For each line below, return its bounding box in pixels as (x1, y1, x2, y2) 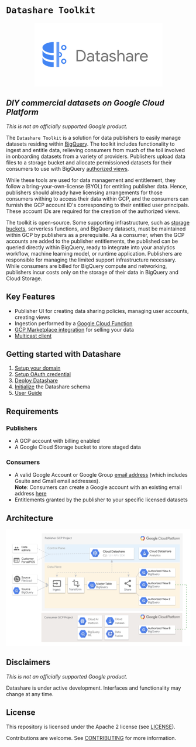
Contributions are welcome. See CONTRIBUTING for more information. (6, 734, 177, 741)
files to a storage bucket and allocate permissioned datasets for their (6, 159, 172, 166)
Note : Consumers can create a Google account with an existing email (14, 484, 183, 491)
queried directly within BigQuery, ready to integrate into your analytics (6, 243, 176, 251)
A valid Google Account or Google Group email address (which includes (14, 471, 188, 479)
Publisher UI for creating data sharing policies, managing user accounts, (14, 307, 189, 314)
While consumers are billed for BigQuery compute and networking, (6, 262, 167, 269)
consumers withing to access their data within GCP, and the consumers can (6, 195, 189, 202)
